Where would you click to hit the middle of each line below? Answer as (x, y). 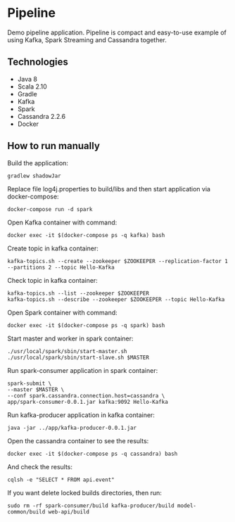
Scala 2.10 (32, 87)
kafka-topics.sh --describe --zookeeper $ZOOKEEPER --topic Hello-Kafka (116, 299)
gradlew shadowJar (34, 176)
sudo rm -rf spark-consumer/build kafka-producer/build (91, 505)
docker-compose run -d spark (50, 209)
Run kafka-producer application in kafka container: (81, 415)
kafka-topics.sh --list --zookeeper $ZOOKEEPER (78, 293)
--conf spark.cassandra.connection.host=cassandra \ (86, 395)
